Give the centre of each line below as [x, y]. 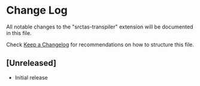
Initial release [31, 77]
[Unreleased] [31, 63]
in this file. [19, 33]
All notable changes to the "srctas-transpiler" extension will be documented [100, 27]
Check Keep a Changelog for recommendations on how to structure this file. [100, 44]
